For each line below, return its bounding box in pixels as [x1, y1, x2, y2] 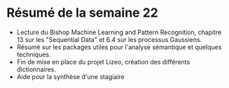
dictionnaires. [16, 65, 57, 73]
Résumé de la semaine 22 [6, 5, 158, 21]
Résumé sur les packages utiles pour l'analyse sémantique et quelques [16, 43, 222, 51]
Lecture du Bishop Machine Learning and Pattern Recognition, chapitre [16, 28, 222, 36]
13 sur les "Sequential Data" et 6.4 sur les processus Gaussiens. [16, 35, 202, 43]
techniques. [16, 50, 51, 59]
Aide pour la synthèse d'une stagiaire [16, 72, 125, 81]
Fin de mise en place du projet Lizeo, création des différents [16, 57, 190, 66]
